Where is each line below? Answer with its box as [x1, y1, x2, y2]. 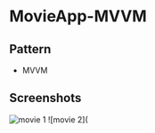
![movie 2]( [47, 113, 89, 125]
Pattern [9, 42, 52, 57]
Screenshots [9, 90, 82, 106]
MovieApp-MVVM [9, 6, 147, 27]
